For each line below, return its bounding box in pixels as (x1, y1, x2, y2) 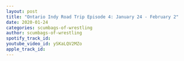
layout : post (6, 8, 38, 15)
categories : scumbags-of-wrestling (6, 24, 93, 31)
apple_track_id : (6, 46, 46, 52)
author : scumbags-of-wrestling (6, 30, 82, 36)
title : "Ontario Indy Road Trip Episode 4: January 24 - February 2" (6, 14, 179, 20)
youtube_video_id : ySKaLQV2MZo (6, 41, 82, 47)
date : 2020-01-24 (6, 19, 48, 25)
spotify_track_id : (6, 35, 51, 41)
